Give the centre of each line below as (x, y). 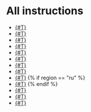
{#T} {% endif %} (36, 84)
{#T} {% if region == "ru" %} (50, 78)
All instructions (45, 11)
